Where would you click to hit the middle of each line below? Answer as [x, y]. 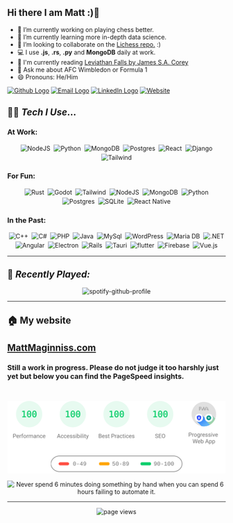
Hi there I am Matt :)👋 [53, 13]
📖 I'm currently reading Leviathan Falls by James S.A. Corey [103, 62]
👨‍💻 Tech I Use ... [42, 112]
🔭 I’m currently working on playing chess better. [86, 29]
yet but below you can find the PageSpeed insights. [96, 376]
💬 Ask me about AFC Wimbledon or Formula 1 [82, 70]
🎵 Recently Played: [49, 274]
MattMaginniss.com [52, 347]
